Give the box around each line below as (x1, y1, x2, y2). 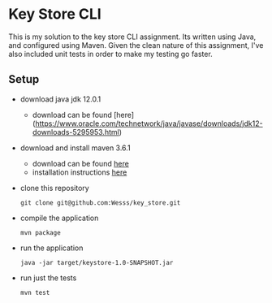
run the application (19, 243, 84, 253)
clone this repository (19, 183, 89, 193)
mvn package (19, 228, 61, 236)
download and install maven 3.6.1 (19, 143, 132, 153)
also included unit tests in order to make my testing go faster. (8, 49, 213, 58)
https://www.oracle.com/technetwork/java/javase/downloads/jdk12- (35, 119, 263, 128)
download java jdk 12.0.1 (19, 94, 101, 104)
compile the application (19, 213, 99, 223)
